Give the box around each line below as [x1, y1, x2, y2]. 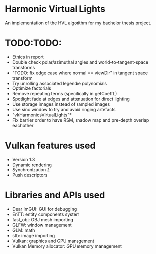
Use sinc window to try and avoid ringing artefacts [12, 106, 116, 112]
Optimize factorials [12, 85, 51, 91]
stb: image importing [12, 232, 55, 238]
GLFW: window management [12, 222, 72, 228]
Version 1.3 [12, 156, 35, 162]
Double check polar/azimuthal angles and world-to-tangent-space [12, 59, 149, 65]
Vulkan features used [5, 140, 96, 151]
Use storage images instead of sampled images [12, 101, 110, 107]
